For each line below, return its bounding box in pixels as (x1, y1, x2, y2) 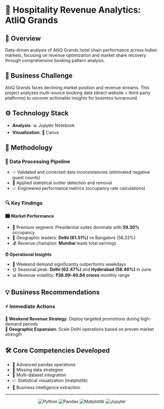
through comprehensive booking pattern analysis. (5, 58, 105, 63)
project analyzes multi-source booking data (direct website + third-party (5, 90, 151, 96)
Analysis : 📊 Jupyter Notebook (12, 122, 75, 128)
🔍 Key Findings (5, 200, 43, 206)
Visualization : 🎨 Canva (12, 129, 59, 135)
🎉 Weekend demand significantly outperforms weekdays (12, 261, 126, 267)
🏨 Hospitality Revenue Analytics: (5, 4, 141, 16)
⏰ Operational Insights (5, 251, 52, 257)
